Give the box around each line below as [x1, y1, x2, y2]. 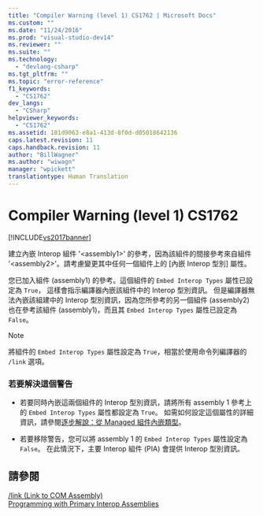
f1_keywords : [8, 84, 51, 93]
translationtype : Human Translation [8, 173, 128, 181]
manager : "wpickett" [8, 165, 76, 173]
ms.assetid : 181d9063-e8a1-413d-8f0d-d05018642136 [8, 128, 178, 136]
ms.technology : [8, 56, 58, 64]
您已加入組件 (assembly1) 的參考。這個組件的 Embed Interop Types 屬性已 [8, 275, 246, 284]
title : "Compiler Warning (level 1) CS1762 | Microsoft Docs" [8, 11, 217, 20]
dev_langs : [8, 99, 44, 107]
